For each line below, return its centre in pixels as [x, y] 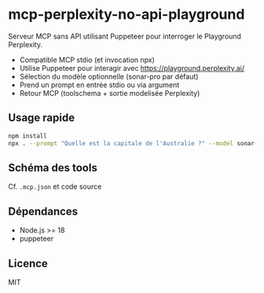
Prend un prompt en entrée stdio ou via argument [99, 85]
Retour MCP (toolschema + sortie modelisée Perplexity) [110, 93]
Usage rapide [42, 118]
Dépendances [43, 211]
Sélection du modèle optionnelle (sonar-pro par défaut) [109, 76]
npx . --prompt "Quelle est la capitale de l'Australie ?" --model [121, 143]
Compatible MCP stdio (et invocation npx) [87, 60]
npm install [27, 136]
